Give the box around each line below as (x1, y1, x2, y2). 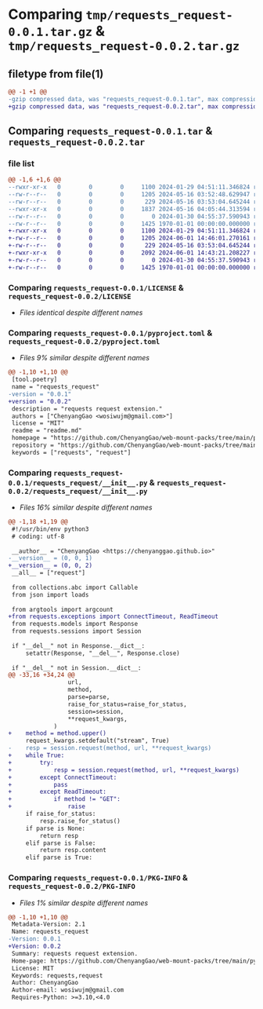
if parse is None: (25, 824, 86, 832)
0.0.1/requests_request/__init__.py (8, 478, 148, 488)
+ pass (8, 781, 68, 788)
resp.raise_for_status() (39, 817, 121, 825)
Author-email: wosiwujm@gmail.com (11, 986, 124, 994)
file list (8, 158, 35, 169)
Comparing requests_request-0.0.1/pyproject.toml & (8, 327, 213, 338)
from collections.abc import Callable (11, 583, 139, 591)
